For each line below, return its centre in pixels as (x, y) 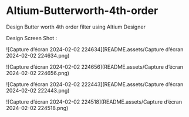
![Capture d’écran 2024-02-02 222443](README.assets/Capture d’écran (95, 84)
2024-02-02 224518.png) (37, 108)
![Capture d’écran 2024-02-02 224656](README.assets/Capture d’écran (95, 67)
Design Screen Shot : (32, 38)
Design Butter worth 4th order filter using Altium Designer (76, 27)
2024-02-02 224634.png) (38, 55)
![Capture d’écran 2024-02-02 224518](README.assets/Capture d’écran (94, 102)
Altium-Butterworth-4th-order (82, 11)
